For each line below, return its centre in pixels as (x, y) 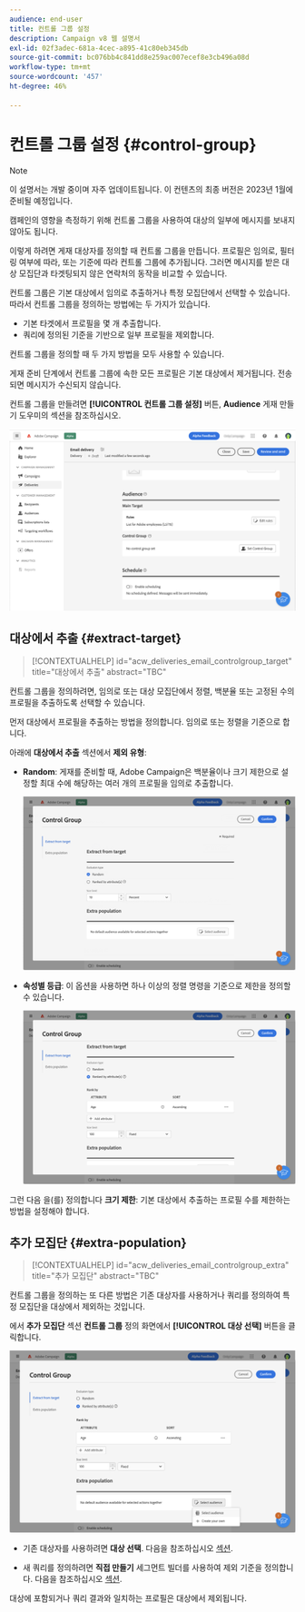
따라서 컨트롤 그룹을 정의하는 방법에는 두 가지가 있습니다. (110, 303)
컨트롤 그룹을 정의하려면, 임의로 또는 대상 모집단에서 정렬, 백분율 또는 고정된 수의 (152, 691)
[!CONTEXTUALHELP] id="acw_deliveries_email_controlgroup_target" (162, 661)
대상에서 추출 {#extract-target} (95, 639)
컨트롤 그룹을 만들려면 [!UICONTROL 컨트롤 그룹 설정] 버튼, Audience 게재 (144, 403)
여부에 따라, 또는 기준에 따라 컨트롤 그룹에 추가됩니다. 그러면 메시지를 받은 (149, 262)
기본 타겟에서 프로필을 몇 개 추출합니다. (92, 323)
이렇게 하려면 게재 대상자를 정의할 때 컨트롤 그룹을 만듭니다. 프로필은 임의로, (144, 251)
